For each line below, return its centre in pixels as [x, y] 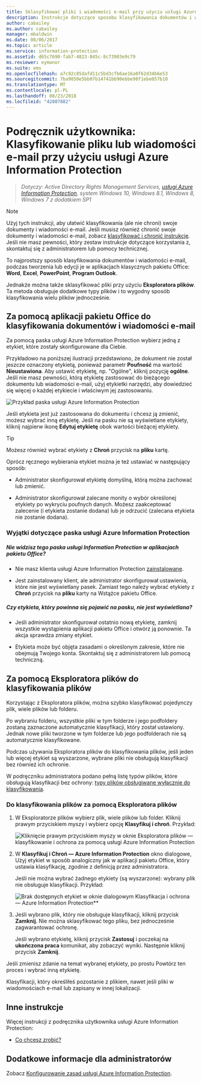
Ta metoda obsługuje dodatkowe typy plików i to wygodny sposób [88, 291]
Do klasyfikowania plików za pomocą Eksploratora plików [92, 804]
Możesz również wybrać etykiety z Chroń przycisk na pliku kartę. [88, 450]
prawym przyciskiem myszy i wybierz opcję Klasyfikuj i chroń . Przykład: [105, 824]
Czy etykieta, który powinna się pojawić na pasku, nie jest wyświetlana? [99, 607]
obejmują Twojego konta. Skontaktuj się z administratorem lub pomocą [103, 653]
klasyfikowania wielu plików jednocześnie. [59, 297]
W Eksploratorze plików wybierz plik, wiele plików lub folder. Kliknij [98, 818]
